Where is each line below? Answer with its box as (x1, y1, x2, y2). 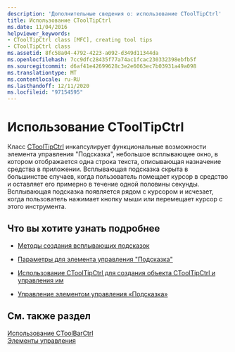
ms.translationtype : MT (7, 69, 77, 76)
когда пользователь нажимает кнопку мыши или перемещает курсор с (7, 195, 223, 203)
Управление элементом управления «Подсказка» (17, 289, 168, 298)
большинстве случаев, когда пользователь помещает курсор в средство (7, 172, 229, 181)
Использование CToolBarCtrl (7, 329, 94, 337)
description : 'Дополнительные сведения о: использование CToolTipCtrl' (7, 10, 222, 18)
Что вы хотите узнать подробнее (7, 222, 160, 234)
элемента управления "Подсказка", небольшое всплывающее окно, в (7, 150, 218, 158)
